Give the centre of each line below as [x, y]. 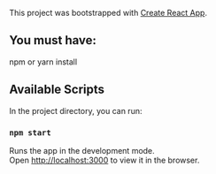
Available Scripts [57, 90]
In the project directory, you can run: [76, 110]
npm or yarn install [43, 62]
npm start [30, 132]
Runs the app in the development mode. [82, 150]
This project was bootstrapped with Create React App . [108, 13]
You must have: [53, 40]
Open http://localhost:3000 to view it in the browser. [104, 160]
